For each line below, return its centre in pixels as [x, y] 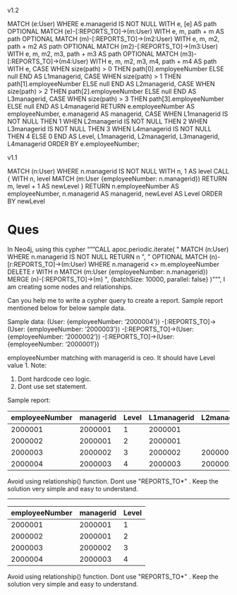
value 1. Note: [27, 365]
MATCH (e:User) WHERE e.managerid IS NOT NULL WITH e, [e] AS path [112, 24]
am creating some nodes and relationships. [70, 287]
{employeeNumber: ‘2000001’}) [54, 344]
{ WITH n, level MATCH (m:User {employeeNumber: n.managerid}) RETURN [117, 179]
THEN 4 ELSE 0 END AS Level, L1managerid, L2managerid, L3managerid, [114, 136]
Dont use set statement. [52, 386]
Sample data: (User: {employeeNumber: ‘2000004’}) [84, 321]
